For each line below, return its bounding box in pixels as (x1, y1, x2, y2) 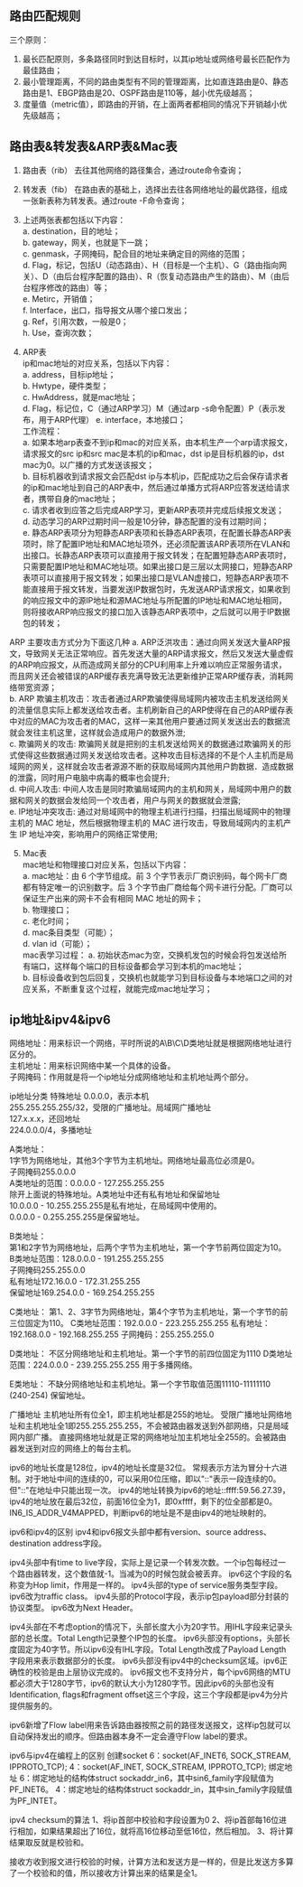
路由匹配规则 (9, 8, 81, 24)
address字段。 (52, 1538, 106, 1549)
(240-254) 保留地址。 (9, 1390, 90, 1401)
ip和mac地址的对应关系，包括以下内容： (22, 358, 172, 369)
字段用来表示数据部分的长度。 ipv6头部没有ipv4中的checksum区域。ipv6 (9, 1656, 280, 1667)
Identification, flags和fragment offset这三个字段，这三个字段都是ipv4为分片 (9, 1689, 289, 1700)
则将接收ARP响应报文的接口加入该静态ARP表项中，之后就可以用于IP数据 (22, 606, 290, 617)
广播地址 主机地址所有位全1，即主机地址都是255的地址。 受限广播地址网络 (9, 1409, 284, 1420)
